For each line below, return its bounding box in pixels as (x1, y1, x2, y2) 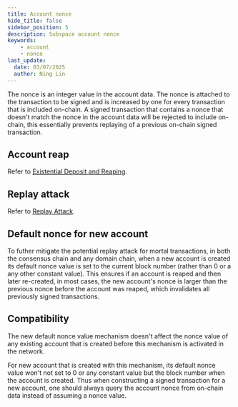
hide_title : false (7, 17, 62, 24)
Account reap (7, 148, 69, 161)
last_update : (7, 57, 46, 64)
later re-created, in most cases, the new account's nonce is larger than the (7, 276, 227, 286)
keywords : (7, 37, 37, 44)
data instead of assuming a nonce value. (7, 391, 127, 400)
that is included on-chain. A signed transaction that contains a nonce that (7, 105, 224, 114)
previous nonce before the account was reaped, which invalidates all (7, 284, 210, 293)
